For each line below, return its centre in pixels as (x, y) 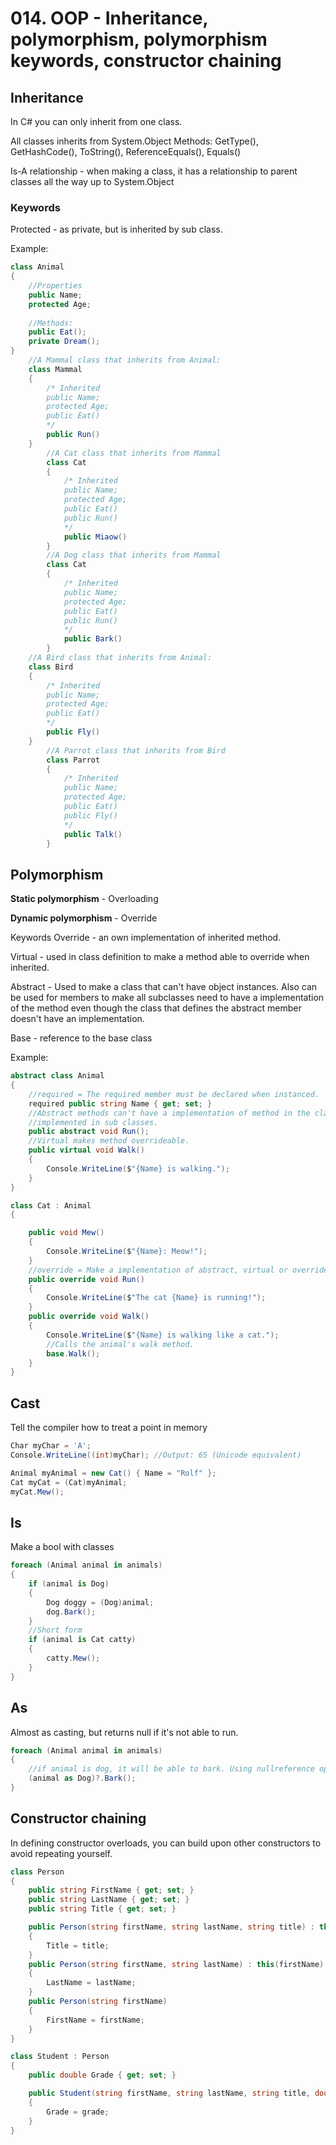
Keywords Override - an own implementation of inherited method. (146, 938)
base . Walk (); (73, 1353)
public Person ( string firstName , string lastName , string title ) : (171, 1927)
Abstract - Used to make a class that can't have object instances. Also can (164, 987)
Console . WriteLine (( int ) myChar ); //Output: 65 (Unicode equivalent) (156, 1455)
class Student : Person (60, 2057)
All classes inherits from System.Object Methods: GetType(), (134, 141)
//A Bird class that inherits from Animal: (120, 658)
